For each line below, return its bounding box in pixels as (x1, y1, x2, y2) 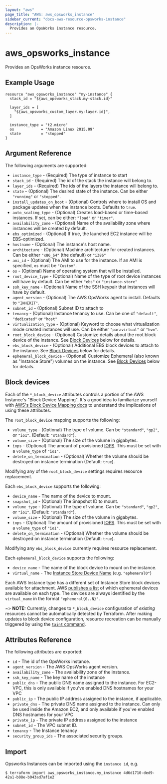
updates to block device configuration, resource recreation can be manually (5, 616, 161, 622)
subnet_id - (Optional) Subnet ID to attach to (12, 305, 104, 311)
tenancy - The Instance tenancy (12, 727, 77, 733)
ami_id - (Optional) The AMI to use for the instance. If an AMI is (12, 257, 143, 263)
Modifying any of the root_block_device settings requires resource (5, 468, 142, 474)
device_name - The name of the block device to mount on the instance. (12, 564, 157, 570)
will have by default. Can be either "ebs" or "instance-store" (12, 278, 138, 284)
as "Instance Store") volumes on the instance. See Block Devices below (12, 358, 160, 364)
